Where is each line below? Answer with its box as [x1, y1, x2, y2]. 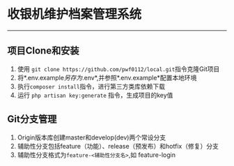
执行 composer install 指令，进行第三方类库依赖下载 [17, 82, 166, 91]
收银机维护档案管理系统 [7, 6, 142, 22]
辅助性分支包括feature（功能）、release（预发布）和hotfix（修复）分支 [17, 142, 219, 150]
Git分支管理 [7, 113, 57, 126]
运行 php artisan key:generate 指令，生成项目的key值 [17, 91, 173, 99]
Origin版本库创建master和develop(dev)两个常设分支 [17, 133, 166, 142]
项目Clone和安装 [7, 45, 79, 56]
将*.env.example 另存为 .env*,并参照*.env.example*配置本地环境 [17, 73, 197, 82]
